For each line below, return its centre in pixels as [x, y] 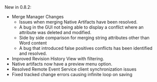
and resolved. [33, 53]
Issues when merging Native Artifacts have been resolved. [78, 22]
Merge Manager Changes [38, 17]
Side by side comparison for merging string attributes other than [84, 38]
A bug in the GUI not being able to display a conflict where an [81, 27]
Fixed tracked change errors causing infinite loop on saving [72, 74]
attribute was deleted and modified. [55, 32]
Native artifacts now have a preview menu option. [62, 64]
